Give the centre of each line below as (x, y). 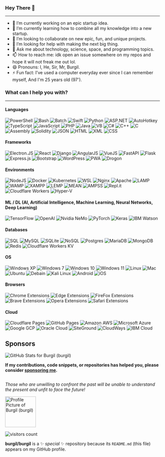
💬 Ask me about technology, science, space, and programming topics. (83, 49)
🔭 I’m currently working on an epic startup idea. (60, 23)
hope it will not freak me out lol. (44, 62)
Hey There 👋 (20, 8)
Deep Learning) (21, 207)
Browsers (15, 284)
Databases (16, 230)
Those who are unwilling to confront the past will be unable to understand (80, 384)
